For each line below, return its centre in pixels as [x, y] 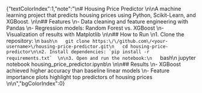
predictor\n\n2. [27, 52]
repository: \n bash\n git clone [48, 41]
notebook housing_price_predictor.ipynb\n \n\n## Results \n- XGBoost [93, 64]
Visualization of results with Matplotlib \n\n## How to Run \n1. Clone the [95, 34]
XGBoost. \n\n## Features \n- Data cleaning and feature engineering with [97, 21]
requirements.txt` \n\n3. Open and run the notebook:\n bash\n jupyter [101, 58]
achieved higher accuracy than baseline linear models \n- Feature [88, 71]
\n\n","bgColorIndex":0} [36, 83]
